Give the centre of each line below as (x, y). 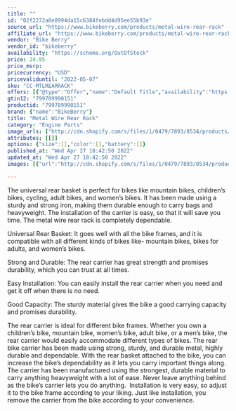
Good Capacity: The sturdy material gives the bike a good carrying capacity (117, 304)
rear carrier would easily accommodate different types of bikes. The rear (112, 340)
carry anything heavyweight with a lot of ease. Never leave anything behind (117, 377)
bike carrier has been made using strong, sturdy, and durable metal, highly (115, 348)
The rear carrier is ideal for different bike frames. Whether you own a (107, 325)
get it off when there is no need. (54, 291)
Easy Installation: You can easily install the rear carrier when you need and (115, 283)
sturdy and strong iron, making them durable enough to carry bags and (110, 205)
